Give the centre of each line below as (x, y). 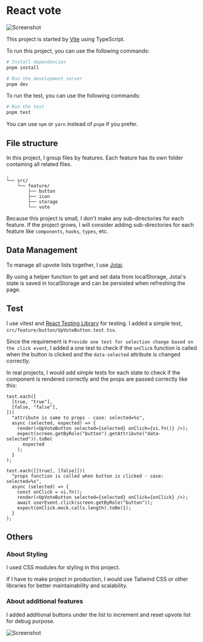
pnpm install (23, 67)
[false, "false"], (35, 407)
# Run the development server (45, 79)
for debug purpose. (31, 621)
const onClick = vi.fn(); (50, 492)
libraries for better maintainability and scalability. (67, 586)
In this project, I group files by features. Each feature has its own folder (95, 158)
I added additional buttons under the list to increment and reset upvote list (98, 614)
